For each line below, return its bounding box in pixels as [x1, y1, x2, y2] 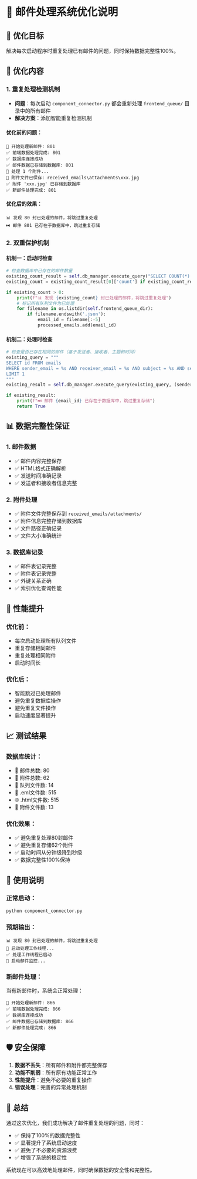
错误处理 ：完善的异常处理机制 [14, 1084, 87, 1091]
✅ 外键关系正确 [14, 577, 52, 585]
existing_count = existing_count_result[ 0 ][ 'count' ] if [6, 279, 145, 285]
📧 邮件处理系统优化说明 [6, 5, 118, 19]
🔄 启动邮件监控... [6, 958, 46, 964]
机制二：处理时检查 [6, 336, 53, 343]
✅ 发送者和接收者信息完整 [14, 479, 77, 486]
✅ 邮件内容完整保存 [14, 457, 62, 465]
